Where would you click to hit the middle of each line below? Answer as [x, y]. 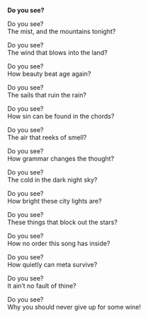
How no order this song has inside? [59, 243]
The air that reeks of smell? [47, 137]
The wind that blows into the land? [57, 53]
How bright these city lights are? [55, 201]
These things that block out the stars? [63, 222]
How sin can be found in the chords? [61, 116]
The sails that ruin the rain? [47, 95]
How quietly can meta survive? [52, 265]
